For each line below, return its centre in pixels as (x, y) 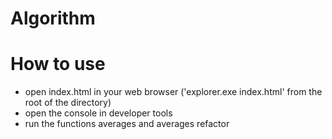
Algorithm (53, 18)
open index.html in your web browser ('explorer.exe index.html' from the (173, 92)
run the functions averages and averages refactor (127, 124)
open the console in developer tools (98, 113)
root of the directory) (68, 103)
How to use (58, 64)
